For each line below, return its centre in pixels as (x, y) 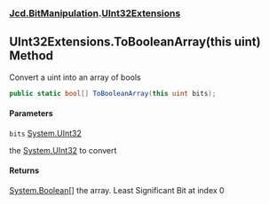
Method (32, 56)
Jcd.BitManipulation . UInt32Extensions (95, 13)
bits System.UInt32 (45, 133)
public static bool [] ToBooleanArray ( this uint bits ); (113, 93)
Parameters (31, 114)
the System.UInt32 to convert (63, 150)
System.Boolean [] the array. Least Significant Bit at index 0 (117, 191)
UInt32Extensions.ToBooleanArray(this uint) (135, 42)
